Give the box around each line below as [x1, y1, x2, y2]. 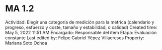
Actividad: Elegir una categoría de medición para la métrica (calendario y [5, 19, 155, 25]
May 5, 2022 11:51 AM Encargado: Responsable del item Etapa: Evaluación [5, 29, 157, 35]
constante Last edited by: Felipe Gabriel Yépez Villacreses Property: [5, 35, 144, 41]
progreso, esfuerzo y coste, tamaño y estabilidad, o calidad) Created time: [5, 24, 158, 30]
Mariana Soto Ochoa [5, 40, 47, 46]
